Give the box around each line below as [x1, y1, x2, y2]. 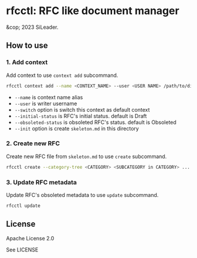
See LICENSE [6, 246, 39, 253]
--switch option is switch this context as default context [14, 106, 150, 113]
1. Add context [6, 58, 48, 66]
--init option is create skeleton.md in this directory [14, 125, 139, 132]
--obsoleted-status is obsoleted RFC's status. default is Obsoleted [14, 119, 177, 126]
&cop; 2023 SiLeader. [6, 24, 59, 31]
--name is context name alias [14, 93, 83, 100]
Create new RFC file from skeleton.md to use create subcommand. [6, 153, 167, 160]
